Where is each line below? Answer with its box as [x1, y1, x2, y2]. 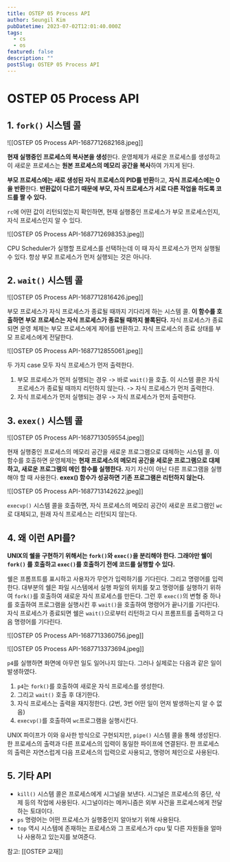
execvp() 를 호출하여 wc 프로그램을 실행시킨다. [16, 716, 139, 725]
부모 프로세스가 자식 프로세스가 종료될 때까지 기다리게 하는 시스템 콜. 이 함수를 [7, 307, 216, 316]
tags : [7, 29, 23, 36]
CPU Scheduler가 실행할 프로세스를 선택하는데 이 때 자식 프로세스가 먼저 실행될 [7, 244, 221, 252]
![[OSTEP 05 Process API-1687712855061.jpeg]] [7, 347, 143, 355]
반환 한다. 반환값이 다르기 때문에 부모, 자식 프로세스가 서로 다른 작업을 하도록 [14, 184, 215, 192]
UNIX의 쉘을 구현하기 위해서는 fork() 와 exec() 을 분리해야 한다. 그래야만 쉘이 [7, 552, 213, 560]
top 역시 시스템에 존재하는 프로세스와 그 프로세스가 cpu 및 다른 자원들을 [16, 824, 209, 832]
